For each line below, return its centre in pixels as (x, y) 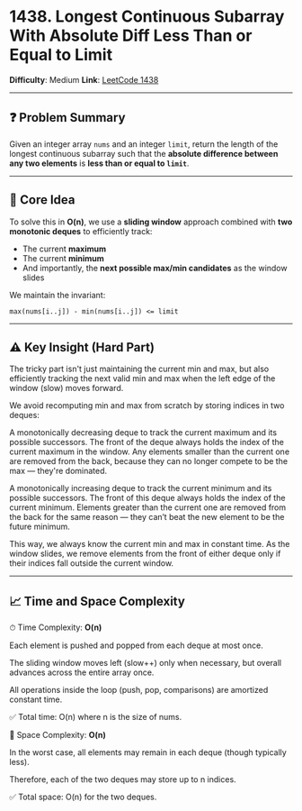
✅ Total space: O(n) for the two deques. (83, 797)
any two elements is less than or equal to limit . (99, 163)
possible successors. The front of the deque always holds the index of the (147, 442)
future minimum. (40, 527)
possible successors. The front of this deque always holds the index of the (147, 498)
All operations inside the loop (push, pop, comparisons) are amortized (139, 690)
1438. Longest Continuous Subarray (147, 17)
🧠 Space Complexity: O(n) (58, 735)
